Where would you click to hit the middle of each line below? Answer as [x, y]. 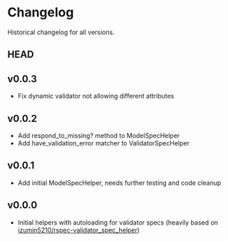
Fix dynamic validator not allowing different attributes [96, 96]
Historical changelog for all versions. [61, 32]
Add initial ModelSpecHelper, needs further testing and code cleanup [119, 183]
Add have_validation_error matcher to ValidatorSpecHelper [104, 143]
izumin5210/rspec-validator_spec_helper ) [79, 230]
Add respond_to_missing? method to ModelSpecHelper [99, 135]
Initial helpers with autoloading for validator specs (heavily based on [118, 222]
